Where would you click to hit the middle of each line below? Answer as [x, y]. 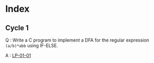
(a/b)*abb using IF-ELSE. [32, 46]
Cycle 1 [17, 28]
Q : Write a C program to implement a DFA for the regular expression [77, 40]
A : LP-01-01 [18, 55]
